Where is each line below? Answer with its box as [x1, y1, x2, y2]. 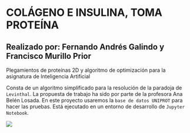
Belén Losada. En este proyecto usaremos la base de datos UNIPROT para [6, 97, 183, 104]
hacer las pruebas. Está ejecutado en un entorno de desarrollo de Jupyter [6, 103, 185, 110]
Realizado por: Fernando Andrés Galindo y [6, 42, 165, 52]
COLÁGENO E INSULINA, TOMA [6, 6, 163, 19]
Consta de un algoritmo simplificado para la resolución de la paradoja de [6, 84, 182, 91]
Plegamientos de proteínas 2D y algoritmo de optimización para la [6, 66, 166, 74]
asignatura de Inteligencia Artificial [6, 73, 90, 79]
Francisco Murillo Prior [6, 51, 92, 61]
